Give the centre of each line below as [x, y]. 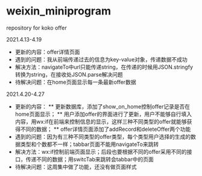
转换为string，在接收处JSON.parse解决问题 [69, 74]
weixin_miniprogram [59, 11]
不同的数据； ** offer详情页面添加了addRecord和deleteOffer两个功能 [106, 129]
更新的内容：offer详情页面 [47, 52]
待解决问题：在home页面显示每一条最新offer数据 [76, 82]
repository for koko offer [37, 28]
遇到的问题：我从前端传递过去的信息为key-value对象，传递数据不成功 [101, 59]
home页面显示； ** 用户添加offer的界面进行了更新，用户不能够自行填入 [103, 114]
